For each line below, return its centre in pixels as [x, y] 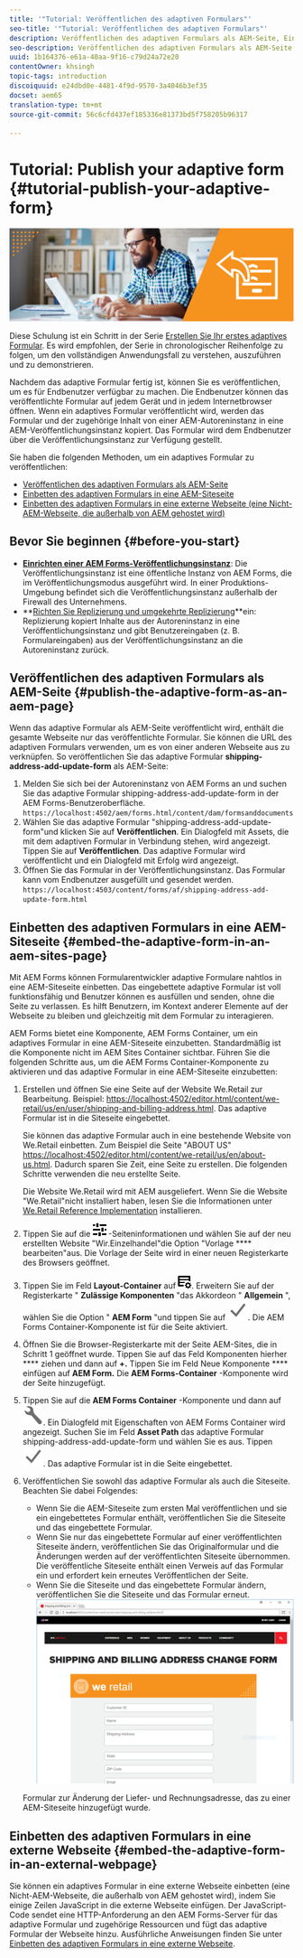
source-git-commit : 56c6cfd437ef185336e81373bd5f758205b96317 [129, 114]
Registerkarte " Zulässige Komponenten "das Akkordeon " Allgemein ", [156, 1296]
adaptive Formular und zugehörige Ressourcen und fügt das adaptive [138, 1925]
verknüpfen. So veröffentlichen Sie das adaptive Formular [116, 757]
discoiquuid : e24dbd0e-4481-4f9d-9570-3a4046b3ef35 [108, 86]
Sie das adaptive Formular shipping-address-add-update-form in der [151, 793]
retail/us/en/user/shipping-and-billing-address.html [118, 1109]
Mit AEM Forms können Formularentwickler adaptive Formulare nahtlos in [146, 978]
